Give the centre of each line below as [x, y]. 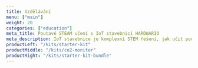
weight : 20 [19, 22]
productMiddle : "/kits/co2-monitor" [51, 50]
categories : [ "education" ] [39, 28]
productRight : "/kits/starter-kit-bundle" [59, 56]
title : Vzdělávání [29, 12]
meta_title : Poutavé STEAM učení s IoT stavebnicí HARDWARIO [83, 34]
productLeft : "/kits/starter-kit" [49, 45]
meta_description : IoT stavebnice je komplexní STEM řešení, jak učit [95, 39]
